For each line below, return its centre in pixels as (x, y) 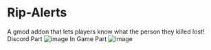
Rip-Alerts (37, 13)
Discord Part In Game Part (57, 38)
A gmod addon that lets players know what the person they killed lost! (106, 32)
